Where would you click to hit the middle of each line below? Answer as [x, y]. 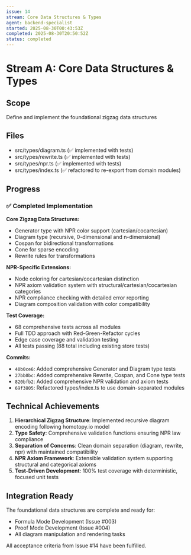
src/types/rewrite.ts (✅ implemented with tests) [72, 157]
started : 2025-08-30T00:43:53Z [45, 28]
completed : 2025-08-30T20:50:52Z [47, 34]
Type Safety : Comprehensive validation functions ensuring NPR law [98, 433]
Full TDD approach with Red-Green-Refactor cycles [77, 333]
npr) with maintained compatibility [56, 452]
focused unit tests [37, 477]
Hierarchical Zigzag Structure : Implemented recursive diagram [92, 420]
